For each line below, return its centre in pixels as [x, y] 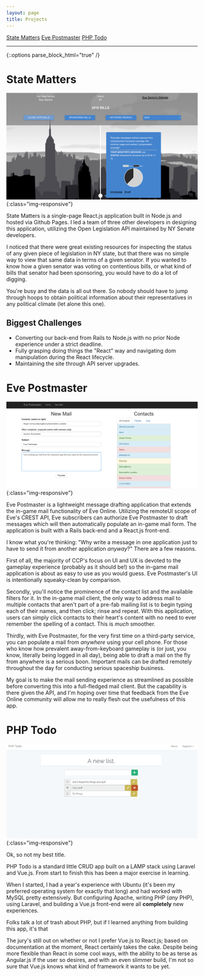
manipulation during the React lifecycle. [64, 357]
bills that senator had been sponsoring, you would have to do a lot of [92, 272]
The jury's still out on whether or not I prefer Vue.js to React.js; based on [97, 941]
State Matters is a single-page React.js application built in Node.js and [94, 215]
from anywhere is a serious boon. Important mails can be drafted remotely [99, 661]
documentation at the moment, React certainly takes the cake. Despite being [102, 947]
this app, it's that [27, 929]
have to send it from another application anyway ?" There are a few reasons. [101, 549]
